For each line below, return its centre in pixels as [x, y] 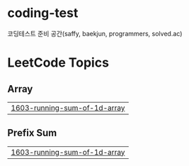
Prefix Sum [32, 133]
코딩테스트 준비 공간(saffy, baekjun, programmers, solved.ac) [95, 33]
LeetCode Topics [58, 63]
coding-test [43, 13]
